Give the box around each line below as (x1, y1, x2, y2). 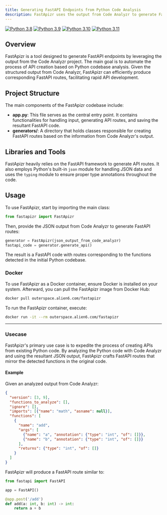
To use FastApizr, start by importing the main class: (5, 204, 110, 210)
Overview (5, 40, 36, 48)
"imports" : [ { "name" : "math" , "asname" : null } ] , (9, 409, 112, 414)
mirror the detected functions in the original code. (5, 358, 107, 364)
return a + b (14, 506, 41, 511)
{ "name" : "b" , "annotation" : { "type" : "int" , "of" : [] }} (23, 437, 144, 442)
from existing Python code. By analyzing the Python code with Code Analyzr (5, 347, 162, 353)
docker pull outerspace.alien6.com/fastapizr (5, 295, 101, 301)
